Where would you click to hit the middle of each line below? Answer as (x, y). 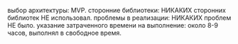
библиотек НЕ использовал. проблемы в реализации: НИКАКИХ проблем (119, 18)
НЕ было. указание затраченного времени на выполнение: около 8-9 (113, 25)
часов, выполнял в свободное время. (65, 33)
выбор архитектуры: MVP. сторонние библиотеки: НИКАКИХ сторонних (117, 10)
